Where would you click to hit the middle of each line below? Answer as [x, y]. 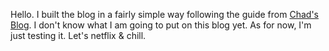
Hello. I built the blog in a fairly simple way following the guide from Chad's [164, 14]
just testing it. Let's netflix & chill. [78, 35]
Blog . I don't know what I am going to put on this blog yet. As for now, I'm [161, 25]
